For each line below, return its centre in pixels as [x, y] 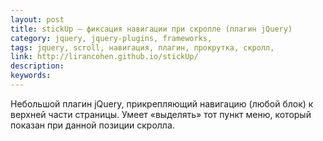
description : [37, 66]
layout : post [37, 19]
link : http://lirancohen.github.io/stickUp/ [104, 57]
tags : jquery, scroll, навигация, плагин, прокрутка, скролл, [142, 47]
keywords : [31, 76]
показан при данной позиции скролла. [92, 125]
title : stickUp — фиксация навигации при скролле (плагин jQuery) [151, 29]
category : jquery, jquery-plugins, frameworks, [111, 38]
